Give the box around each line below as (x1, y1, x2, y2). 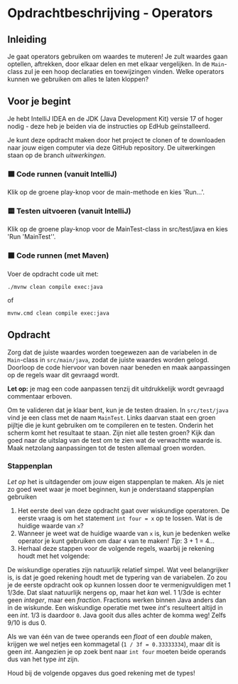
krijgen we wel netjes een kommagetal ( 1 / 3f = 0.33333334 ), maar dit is (7, 639, 220, 648)
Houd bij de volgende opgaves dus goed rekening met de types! (7, 668, 195, 677)
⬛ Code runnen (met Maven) (7, 251, 109, 261)
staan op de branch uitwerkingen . (7, 151, 107, 159)
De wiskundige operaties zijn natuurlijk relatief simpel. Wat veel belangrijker (7, 565, 229, 574)
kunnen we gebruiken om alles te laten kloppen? (7, 75, 149, 83)
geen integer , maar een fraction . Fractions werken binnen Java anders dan (7, 596, 227, 604)
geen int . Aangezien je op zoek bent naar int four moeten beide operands (7, 647, 227, 656)
